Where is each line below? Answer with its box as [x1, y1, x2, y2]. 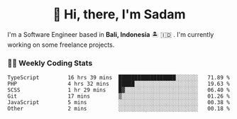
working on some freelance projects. [7, 40, 115, 49]
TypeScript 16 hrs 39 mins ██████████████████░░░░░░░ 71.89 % [7, 74, 231, 81]
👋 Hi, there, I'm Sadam [53, 6, 186, 23]
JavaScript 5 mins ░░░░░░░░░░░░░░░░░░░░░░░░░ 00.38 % [7, 99, 231, 106]
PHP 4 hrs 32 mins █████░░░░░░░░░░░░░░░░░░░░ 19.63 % [7, 81, 231, 88]
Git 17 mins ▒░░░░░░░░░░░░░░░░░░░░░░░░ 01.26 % [7, 93, 231, 100]
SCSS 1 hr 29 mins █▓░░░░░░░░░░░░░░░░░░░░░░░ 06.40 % [7, 86, 231, 94]
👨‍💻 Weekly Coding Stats [7, 58, 93, 68]
